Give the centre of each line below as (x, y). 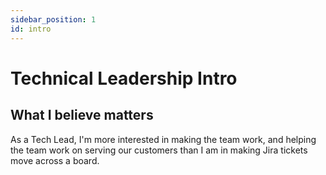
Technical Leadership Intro (124, 78)
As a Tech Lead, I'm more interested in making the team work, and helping (163, 139)
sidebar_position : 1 (53, 19)
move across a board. (55, 160)
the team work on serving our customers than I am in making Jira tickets (159, 150)
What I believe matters (82, 115)
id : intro (31, 29)
